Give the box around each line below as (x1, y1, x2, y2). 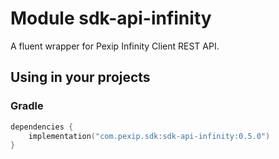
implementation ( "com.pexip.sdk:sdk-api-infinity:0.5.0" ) (28, 131, 271, 141)
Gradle (10, 99, 44, 113)
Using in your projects (10, 69, 151, 86)
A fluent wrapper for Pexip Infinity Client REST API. (10, 40, 220, 52)
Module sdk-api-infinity (10, 7, 212, 30)
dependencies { (10, 122, 74, 132)
